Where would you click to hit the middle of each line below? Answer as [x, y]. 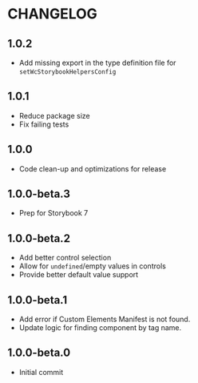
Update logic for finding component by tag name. [100, 328]
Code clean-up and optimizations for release [93, 168]
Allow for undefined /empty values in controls [93, 266]
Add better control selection [65, 258]
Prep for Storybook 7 [53, 213]
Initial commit [41, 372]
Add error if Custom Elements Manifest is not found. [105, 319]
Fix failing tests [44, 124]
